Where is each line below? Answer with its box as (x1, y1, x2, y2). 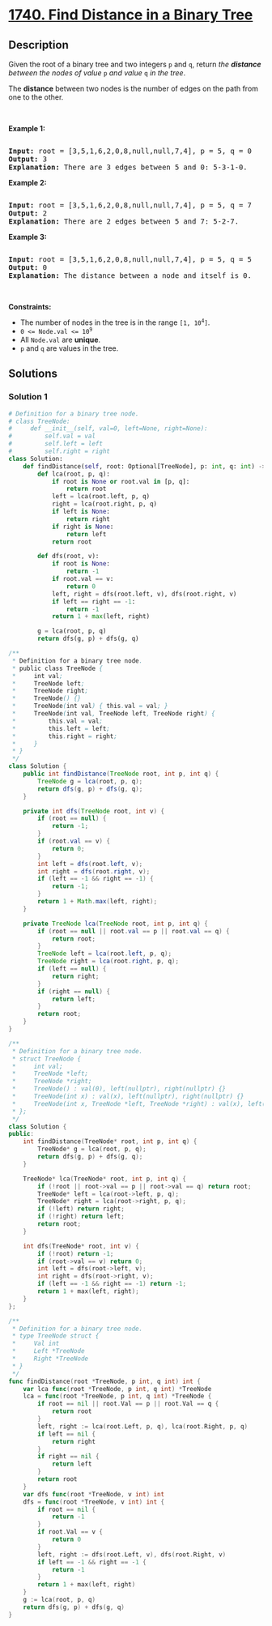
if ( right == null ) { (37, 987, 111, 996)
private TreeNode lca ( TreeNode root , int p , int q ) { (23, 920, 208, 928)
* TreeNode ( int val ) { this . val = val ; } (11, 702, 168, 711)
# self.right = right (8, 447, 111, 455)
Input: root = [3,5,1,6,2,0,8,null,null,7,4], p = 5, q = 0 (8, 147, 253, 156)
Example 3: (8, 233, 47, 241)
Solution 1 (8, 391, 48, 403)
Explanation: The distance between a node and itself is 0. (8, 271, 253, 280)
